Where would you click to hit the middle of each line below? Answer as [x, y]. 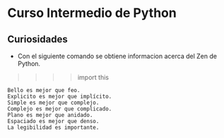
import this [93, 77]
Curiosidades [38, 39]
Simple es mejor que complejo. [53, 103]
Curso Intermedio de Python [92, 13]
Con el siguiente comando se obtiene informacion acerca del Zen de [117, 56]
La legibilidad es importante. [53, 127]
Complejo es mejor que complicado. [60, 109]
